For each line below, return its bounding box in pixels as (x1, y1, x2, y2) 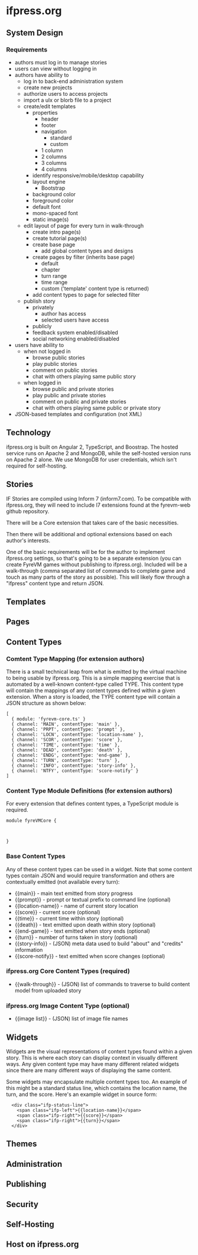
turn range (41, 272, 67, 279)
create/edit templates (23, 102, 76, 110)
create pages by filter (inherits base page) (32, 253, 135, 261)
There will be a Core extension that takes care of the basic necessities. (6, 519, 179, 526)
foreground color (32, 197, 74, 204)
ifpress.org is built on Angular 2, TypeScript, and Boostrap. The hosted (6, 443, 178, 450)
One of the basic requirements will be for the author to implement (6, 548, 165, 555)
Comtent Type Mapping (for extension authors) (6, 654, 145, 663)
